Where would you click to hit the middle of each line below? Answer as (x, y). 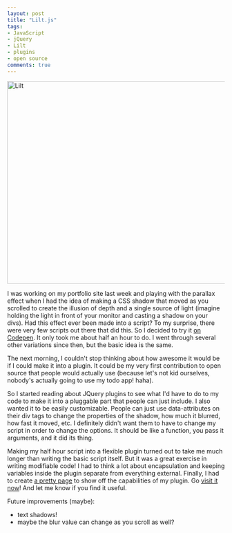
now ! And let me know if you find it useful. (67, 487)
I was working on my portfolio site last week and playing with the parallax (111, 293)
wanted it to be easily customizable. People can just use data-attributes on (113, 408)
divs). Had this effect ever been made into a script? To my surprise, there (111, 323)
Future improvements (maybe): (51, 501)
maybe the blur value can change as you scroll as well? (96, 522)
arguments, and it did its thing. (50, 438)
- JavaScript (26, 33)
